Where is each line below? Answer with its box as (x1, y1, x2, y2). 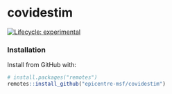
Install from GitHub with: (7, 61, 76, 69)
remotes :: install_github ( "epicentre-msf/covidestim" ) (7, 81, 166, 88)
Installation (7, 45, 46, 55)
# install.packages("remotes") (7, 74, 98, 81)
